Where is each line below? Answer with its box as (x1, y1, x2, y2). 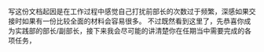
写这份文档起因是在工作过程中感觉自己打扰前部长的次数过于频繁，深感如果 (8, 7, 249, 16)
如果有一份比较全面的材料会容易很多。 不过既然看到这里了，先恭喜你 (21, 16, 244, 26)
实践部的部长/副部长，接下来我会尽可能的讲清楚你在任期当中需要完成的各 (14, 26, 252, 35)
